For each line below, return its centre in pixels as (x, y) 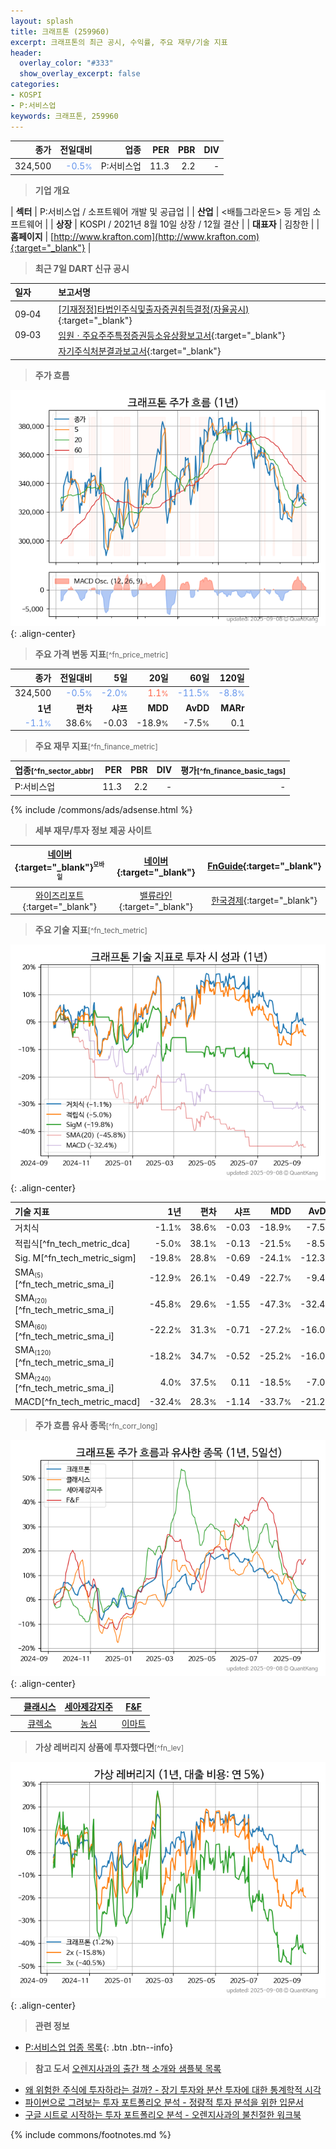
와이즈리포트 (60, 895)
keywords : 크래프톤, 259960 (64, 116)
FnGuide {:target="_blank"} (264, 866)
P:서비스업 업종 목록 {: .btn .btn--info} (99, 2047)
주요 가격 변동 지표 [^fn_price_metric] (101, 654)
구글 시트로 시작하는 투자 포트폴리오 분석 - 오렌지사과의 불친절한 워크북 (163, 2115)
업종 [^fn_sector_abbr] (54, 770)
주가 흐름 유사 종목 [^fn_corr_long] (96, 1425)
